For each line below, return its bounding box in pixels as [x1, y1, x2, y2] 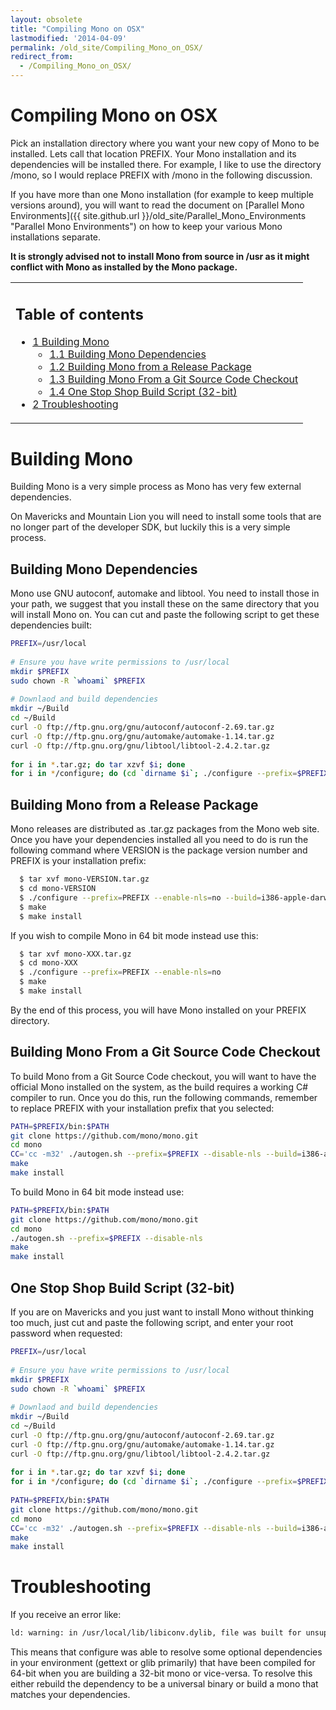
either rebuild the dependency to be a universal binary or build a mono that [10, 1678, 319, 1690]
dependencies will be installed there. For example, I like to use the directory [10, 158, 322, 170]
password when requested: [10, 1327, 123, 1339]
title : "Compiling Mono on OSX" [10, 24, 145, 34]
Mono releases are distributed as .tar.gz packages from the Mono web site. [10, 823, 320, 835]
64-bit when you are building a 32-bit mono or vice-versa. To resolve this [10, 1667, 313, 1680]
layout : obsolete [10, 14, 83, 25]
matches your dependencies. [10, 1689, 131, 1701]
